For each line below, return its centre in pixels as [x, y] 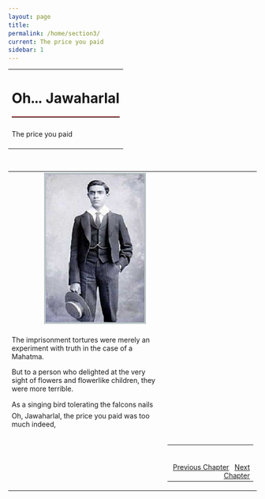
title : [19, 25]
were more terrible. [42, 388]
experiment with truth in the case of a [72, 348]
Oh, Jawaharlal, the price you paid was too [80, 415]
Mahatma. [28, 356]
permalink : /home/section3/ [54, 33]
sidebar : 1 [26, 50]
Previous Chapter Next [211, 467]
